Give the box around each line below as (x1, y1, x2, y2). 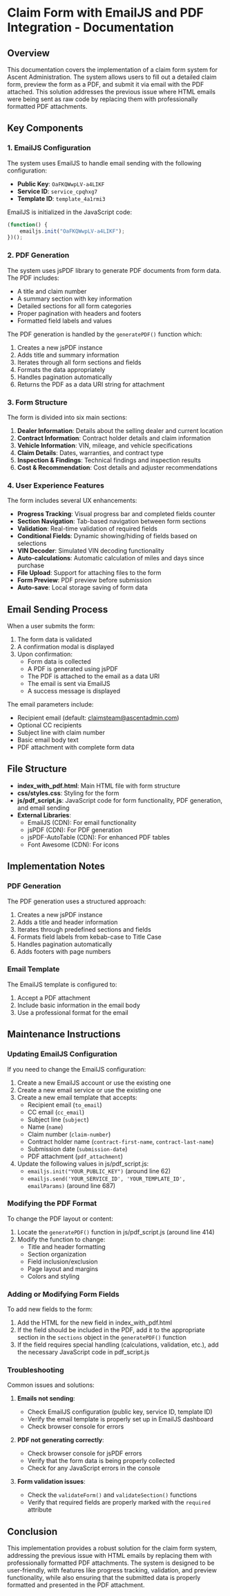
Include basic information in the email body (17, 1001, 140, 1009)
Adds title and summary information (17, 351, 119, 359)
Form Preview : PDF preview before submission (17, 576, 152, 585)
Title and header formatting (27, 1242, 106, 1251)
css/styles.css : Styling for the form (17, 788, 119, 797)
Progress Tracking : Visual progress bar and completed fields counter (17, 510, 215, 518)
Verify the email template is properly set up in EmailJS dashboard (27, 1415, 214, 1424)
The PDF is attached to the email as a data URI (27, 672, 160, 680)
